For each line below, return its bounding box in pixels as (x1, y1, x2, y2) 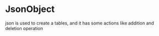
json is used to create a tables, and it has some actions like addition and (5, 20, 154, 26)
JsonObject (5, 3, 55, 15)
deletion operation (5, 25, 43, 31)
